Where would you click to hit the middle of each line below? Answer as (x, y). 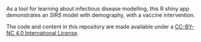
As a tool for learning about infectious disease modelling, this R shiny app (98, 9)
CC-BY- (185, 27)
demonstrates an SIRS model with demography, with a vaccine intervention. (101, 15)
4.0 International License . (47, 33)
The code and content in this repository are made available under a (90, 27)
